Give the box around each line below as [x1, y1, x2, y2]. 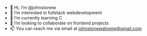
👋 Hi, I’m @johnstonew [9, 5, 56, 10]
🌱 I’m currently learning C [9, 15, 63, 20]
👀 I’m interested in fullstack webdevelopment [9, 10, 102, 16]
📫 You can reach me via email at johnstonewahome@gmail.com [9, 26, 142, 31]
